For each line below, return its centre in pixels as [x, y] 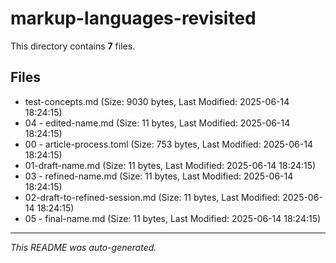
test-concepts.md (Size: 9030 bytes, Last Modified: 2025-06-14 [157, 101]
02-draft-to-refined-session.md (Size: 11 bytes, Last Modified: [152, 197]
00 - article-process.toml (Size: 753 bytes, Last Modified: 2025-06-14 [168, 144]
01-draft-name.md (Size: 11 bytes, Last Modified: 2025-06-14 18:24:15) [170, 165]
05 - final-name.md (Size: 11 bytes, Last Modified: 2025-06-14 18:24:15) [173, 218]
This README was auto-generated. [83, 247]
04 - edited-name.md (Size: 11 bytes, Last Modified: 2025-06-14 [157, 123]
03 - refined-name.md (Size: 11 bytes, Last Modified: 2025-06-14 [159, 176]
